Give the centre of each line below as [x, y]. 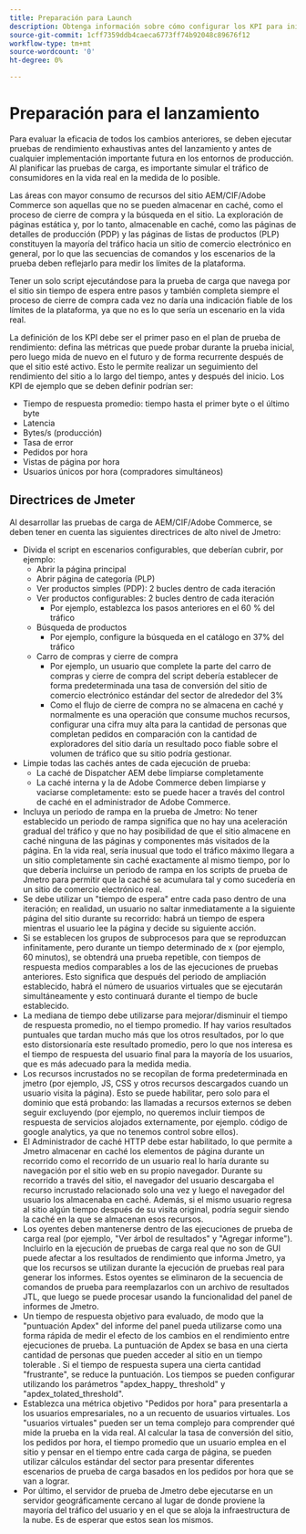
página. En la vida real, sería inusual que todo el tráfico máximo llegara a [158, 850]
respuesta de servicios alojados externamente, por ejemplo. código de [155, 1122]
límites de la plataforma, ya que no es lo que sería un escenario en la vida [147, 310]
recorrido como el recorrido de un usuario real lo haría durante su [146, 1161]
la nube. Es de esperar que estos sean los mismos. [118, 1519]
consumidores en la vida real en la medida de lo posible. [115, 177]
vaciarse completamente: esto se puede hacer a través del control [160, 792]
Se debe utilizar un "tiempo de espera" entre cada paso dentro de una [154, 898]
